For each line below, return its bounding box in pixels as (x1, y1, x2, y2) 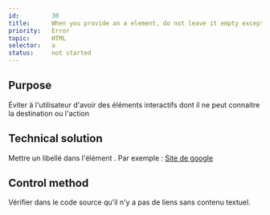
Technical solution (8, 132, 103, 145)
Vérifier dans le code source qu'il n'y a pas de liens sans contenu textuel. (8, 197, 251, 207)
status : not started (8, 49, 92, 57)
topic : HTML (8, 34, 67, 43)
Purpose (8, 79, 52, 92)
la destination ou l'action (8, 108, 90, 118)
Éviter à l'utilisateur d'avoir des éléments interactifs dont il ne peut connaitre (8, 99, 260, 109)
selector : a (8, 42, 56, 50)
